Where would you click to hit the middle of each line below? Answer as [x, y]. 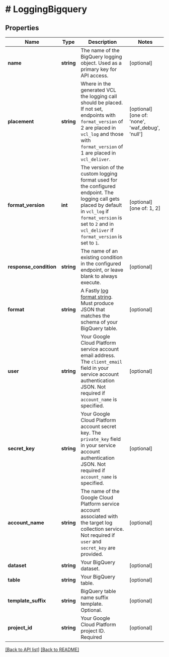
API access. [94, 75]
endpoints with [98, 115]
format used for [99, 180]
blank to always [99, 276]
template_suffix [27, 601]
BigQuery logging [101, 57]
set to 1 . [90, 243]
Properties [22, 28]
